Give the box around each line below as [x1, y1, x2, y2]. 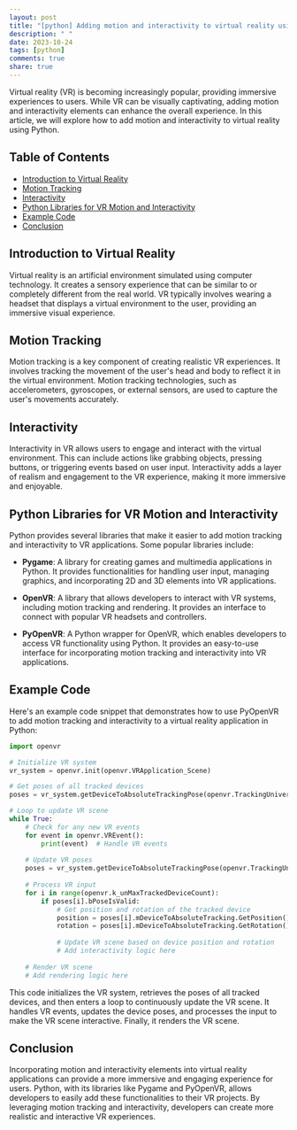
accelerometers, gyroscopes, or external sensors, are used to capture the [9, 384, 278, 395]
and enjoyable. [9, 481, 64, 491]
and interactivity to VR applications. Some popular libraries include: [9, 539, 254, 550]
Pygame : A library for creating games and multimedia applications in [21, 556, 272, 567]
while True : [9, 815, 53, 824]
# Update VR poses [25, 855, 93, 864]
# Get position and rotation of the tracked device [56, 905, 251, 914]
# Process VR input [25, 880, 97, 889]
